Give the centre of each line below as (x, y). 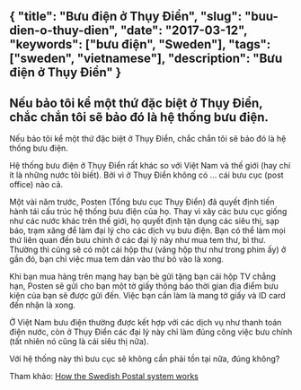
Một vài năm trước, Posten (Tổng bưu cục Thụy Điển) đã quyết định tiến (142, 202)
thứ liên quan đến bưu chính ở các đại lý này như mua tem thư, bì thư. (138, 240)
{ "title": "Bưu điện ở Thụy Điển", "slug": (126, 17)
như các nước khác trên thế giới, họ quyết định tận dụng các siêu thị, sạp (145, 221)
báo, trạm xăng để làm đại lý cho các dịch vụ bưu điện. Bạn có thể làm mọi (147, 230)
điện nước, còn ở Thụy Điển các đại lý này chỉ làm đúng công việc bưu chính (151, 332)
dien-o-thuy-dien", (64, 31)
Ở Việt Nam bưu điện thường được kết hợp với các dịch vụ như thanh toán (146, 323)
